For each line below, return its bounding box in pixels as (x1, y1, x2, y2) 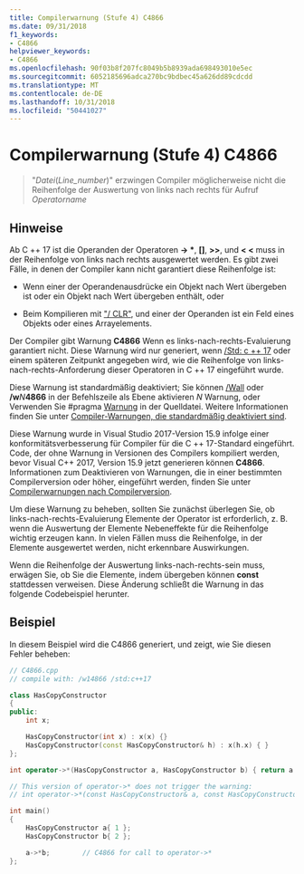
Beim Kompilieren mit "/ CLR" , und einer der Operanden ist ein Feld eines (22, 309, 294, 319)
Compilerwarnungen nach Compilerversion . (9, 486, 173, 496)
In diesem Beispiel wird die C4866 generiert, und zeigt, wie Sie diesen (9, 639, 271, 649)
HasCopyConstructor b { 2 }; (25, 831, 131, 840)
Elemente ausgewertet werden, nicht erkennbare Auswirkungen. (9, 543, 250, 552)
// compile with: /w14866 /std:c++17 (9, 674, 152, 684)
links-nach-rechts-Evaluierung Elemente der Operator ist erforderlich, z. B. (9, 514, 288, 523)
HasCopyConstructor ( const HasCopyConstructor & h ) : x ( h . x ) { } (25, 740, 270, 750)
